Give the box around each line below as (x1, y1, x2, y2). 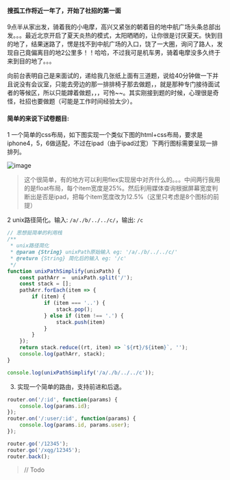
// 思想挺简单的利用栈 (7, 229, 63, 236)
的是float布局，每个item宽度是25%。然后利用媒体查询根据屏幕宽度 (23, 184, 212, 192)
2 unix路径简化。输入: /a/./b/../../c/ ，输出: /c (7, 216, 144, 224)
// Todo (23, 466, 45, 474)
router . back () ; (7, 453, 51, 460)
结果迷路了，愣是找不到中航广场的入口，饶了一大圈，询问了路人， (30, 40, 217, 48)
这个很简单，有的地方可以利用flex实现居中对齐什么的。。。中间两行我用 (23, 175, 220, 184)
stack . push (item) (55, 318, 106, 325)
